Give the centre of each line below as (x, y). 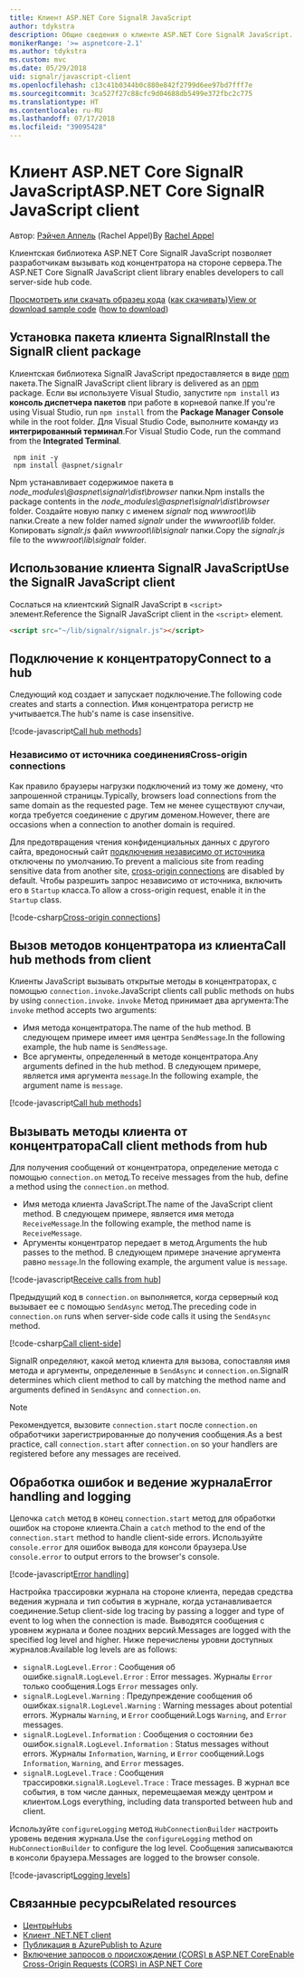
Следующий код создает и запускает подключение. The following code (146, 694)
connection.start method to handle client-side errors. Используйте (136, 1537)
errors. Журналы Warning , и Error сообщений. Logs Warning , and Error (155, 1715)
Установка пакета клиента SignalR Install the (140, 337)
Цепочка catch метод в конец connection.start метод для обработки (142, 1518)
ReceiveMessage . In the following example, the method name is (137, 1224)
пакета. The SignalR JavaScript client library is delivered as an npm (134, 383)
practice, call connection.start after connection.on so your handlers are (143, 1444)
